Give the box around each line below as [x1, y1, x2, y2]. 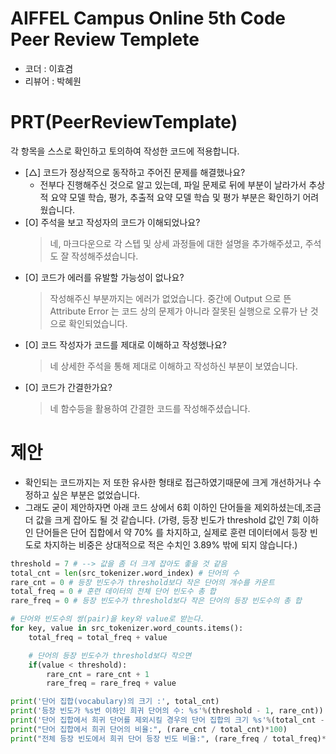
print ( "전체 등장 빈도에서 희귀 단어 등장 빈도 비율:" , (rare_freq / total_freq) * [10, 733, 327, 744]
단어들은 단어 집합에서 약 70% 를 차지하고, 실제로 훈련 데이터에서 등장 [35, 526, 308, 538]
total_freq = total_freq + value [28, 632, 168, 642]
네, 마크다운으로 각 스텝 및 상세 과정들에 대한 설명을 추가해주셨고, [49, 237, 303, 249]
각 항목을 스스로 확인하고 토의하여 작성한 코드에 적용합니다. [10, 145, 240, 157]
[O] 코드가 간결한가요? [24, 381, 113, 393]
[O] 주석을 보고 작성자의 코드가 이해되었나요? [24, 216, 201, 228]
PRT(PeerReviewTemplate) [10, 111, 238, 134]
